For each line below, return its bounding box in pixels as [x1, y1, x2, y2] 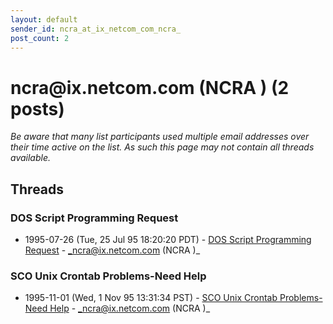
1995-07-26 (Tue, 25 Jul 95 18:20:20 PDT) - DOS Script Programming [24, 234, 312, 245]
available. [10, 152, 52, 164]
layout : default [10, 14, 78, 25]
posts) [10, 97, 65, 120]
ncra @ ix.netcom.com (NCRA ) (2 [10, 76, 290, 99]
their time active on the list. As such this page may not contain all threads [10, 141, 315, 153]
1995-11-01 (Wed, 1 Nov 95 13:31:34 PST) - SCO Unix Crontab [24, 292, 278, 304]
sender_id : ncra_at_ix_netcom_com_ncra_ [10, 24, 182, 34]
